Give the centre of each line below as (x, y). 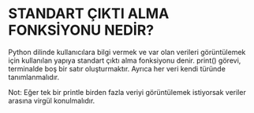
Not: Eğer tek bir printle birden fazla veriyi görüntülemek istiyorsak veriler (127, 92)
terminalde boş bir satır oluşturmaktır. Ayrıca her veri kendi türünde (117, 68)
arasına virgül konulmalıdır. (52, 100)
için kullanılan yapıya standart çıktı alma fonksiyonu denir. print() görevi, (125, 60)
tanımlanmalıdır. (34, 77)
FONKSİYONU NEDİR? (81, 30)
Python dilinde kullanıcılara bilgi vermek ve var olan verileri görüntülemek (127, 52)
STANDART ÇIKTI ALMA (89, 14)
